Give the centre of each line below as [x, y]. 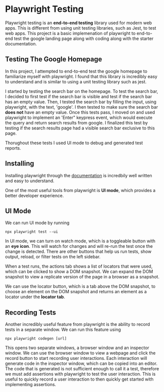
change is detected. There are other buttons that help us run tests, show [78, 252]
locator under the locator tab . [35, 297]
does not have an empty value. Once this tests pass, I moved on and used [80, 112]
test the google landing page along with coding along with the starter [84, 39]
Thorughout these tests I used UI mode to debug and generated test [74, 143]
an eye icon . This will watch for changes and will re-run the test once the [79, 246]
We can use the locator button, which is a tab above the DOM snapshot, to [80, 286]
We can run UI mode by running [37, 223]
